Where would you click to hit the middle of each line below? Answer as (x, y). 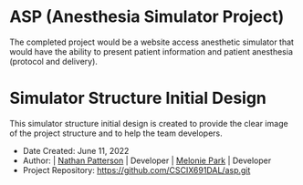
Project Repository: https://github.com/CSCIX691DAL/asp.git (136, 170)
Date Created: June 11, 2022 (76, 150)
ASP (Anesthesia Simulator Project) (147, 17)
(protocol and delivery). (54, 61)
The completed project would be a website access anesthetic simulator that (152, 42)
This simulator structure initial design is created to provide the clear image (149, 123)
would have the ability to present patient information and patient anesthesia (151, 51)
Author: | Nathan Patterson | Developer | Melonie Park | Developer (147, 160)
